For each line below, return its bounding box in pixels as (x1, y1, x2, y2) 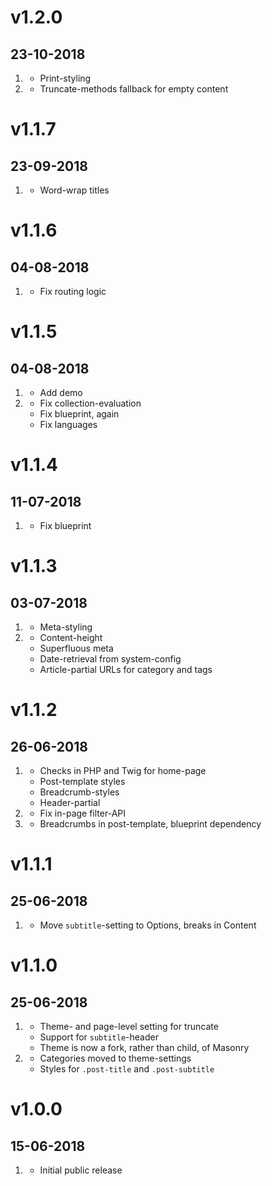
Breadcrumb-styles (39, 786, 120, 798)
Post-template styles (39, 776, 126, 787)
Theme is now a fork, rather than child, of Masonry (39, 1042, 250, 1053)
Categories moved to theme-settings (39, 1052, 192, 1064)
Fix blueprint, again (39, 408, 120, 420)
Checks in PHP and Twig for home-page (39, 765, 207, 776)
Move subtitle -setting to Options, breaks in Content (39, 919, 257, 931)
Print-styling (39, 72, 92, 84)
